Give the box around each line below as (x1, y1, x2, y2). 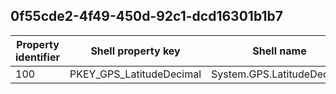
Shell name (252, 44, 307, 58)
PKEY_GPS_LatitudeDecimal (69, 67, 202, 81)
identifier (15, 50, 60, 64)
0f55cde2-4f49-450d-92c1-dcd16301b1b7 (10, 8, 283, 25)
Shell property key (90, 44, 181, 58)
